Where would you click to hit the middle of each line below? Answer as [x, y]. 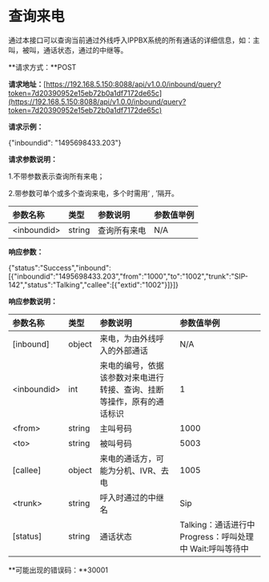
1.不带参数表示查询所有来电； [56, 176]
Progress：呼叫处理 [217, 536]
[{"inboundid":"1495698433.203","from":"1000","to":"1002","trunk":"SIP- [128, 276]
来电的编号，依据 [132, 365]
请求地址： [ [27, 84]
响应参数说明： [33, 301]
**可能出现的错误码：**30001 [58, 570]
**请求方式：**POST [42, 67]
